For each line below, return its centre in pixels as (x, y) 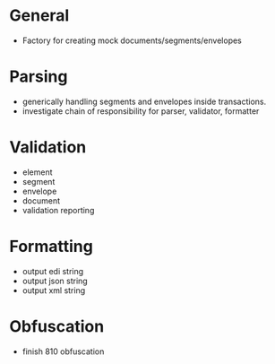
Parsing (39, 77)
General (39, 16)
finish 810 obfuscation (63, 351)
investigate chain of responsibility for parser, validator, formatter (141, 111)
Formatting (52, 247)
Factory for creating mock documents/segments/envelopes (132, 40)
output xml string (54, 290)
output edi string (53, 271)
